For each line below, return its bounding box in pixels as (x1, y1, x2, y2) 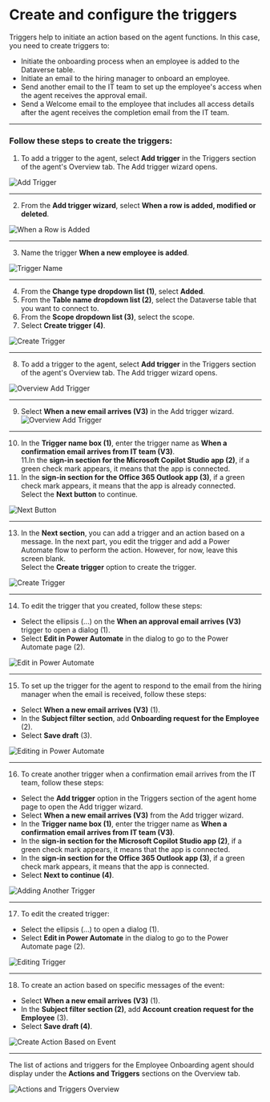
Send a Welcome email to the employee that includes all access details (20, 99, 255, 109)
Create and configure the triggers (9, 6, 237, 24)
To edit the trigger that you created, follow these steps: (20, 601, 203, 611)
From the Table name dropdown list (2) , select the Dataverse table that (20, 295, 257, 305)
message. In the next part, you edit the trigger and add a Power (20, 537, 231, 547)
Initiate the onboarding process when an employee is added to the (20, 56, 240, 66)
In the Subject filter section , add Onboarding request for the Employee (20, 714, 260, 723)
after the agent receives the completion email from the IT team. (20, 107, 230, 117)
